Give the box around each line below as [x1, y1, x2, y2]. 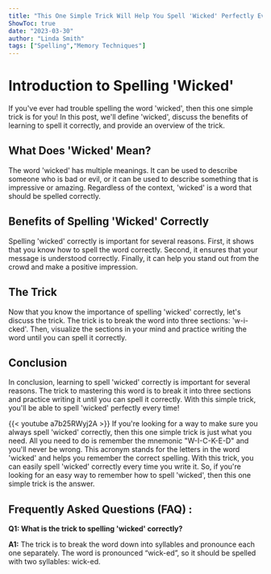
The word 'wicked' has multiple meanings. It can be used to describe [8, 165, 238, 175]
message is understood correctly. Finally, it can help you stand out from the [8, 253, 260, 263]
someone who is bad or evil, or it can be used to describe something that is [8, 174, 259, 184]
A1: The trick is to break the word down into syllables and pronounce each [8, 539, 256, 550]
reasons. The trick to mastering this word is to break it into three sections [8, 386, 252, 396]
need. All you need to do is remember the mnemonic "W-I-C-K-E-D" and [8, 436, 249, 445]
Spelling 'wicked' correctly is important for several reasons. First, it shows [8, 236, 254, 246]
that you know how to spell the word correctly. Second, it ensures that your [8, 244, 258, 255]
